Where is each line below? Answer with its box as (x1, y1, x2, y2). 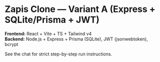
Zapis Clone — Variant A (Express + (4, 3, 155, 15)
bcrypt (4, 41, 18, 47)
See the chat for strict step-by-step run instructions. (4, 51, 112, 57)
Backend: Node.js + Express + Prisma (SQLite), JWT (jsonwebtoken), (4, 36, 148, 42)
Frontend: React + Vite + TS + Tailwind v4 (4, 30, 92, 36)
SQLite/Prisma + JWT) (4, 14, 99, 25)
